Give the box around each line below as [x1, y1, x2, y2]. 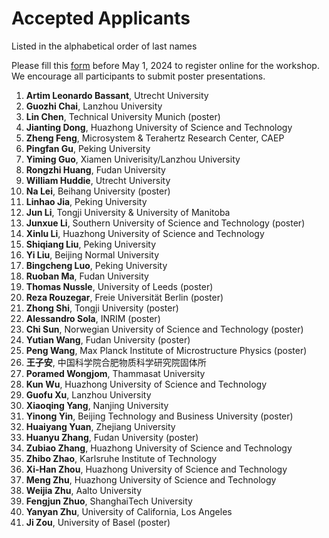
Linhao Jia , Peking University [25, 195, 148, 207]
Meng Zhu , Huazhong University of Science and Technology [25, 473, 277, 486]
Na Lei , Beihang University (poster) [25, 185, 171, 197]
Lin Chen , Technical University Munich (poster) [25, 110, 221, 122]
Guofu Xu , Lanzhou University [25, 388, 152, 401]
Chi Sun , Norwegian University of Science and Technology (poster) [25, 323, 304, 335]
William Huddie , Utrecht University [25, 174, 171, 186]
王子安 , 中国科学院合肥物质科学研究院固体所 [25, 356, 207, 368]
